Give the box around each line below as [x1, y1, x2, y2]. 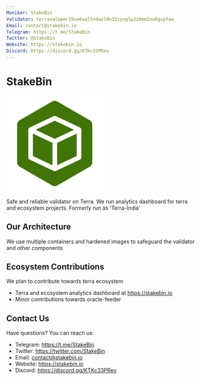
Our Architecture [6, 222, 71, 232]
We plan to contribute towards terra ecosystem [6, 278, 124, 285]
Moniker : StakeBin [6, 10, 53, 16]
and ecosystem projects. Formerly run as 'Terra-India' [6, 204, 141, 211]
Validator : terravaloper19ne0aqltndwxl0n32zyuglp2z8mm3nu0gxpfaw [6, 16, 174, 22]
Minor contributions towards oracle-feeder [14, 296, 122, 303]
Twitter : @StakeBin [6, 35, 56, 42]
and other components [6, 244, 63, 251]
